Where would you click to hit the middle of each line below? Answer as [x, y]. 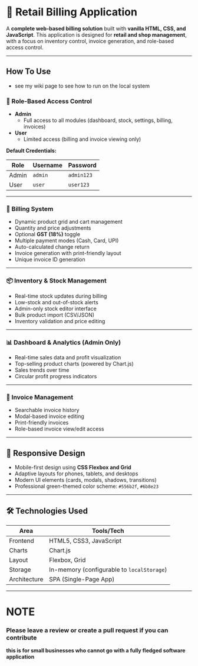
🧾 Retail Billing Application [72, 12]
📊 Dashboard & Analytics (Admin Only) [64, 342]
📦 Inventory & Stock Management [57, 281]
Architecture [26, 579]
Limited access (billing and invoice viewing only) [82, 139]
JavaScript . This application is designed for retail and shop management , [97, 34]
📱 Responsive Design [46, 453]
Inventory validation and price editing [60, 321]
